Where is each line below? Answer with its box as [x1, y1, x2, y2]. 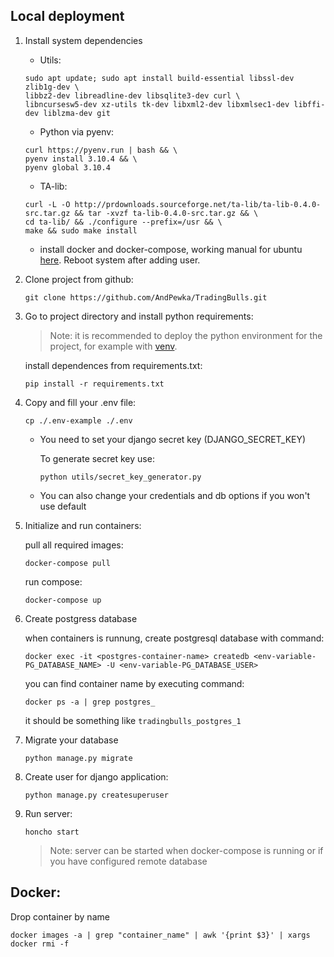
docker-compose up [24, 595, 102, 605]
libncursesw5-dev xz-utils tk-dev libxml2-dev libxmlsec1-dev [24, 99, 290, 109]
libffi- [293, 99, 326, 109]
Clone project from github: [24, 273, 134, 285]
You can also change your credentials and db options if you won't [39, 489, 311, 501]
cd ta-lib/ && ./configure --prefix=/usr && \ [24, 217, 223, 227]
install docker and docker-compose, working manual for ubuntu [39, 243, 303, 255]
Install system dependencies [24, 34, 143, 46]
